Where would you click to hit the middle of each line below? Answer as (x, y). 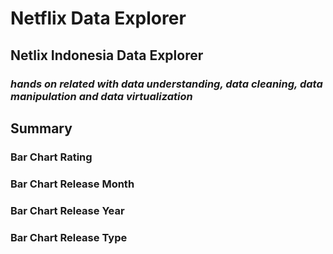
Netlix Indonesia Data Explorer (107, 55)
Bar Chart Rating (51, 157)
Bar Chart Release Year (67, 210)
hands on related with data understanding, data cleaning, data (166, 84)
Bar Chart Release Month (72, 184)
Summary (41, 128)
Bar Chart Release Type (69, 237)
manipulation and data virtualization (101, 96)
